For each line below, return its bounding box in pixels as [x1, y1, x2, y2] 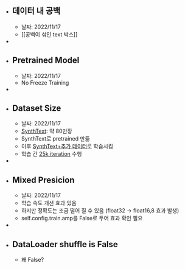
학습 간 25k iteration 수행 [21, 150, 82, 158]
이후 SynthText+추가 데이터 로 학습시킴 [21, 142, 114, 150]
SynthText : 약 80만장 [21, 127, 72, 135]
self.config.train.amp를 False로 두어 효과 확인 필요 [21, 215, 143, 222]
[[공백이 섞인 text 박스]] [21, 30, 78, 38]
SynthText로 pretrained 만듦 [21, 135, 90, 142]
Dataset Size [12, 103, 61, 114]
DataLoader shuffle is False [12, 239, 119, 250]
